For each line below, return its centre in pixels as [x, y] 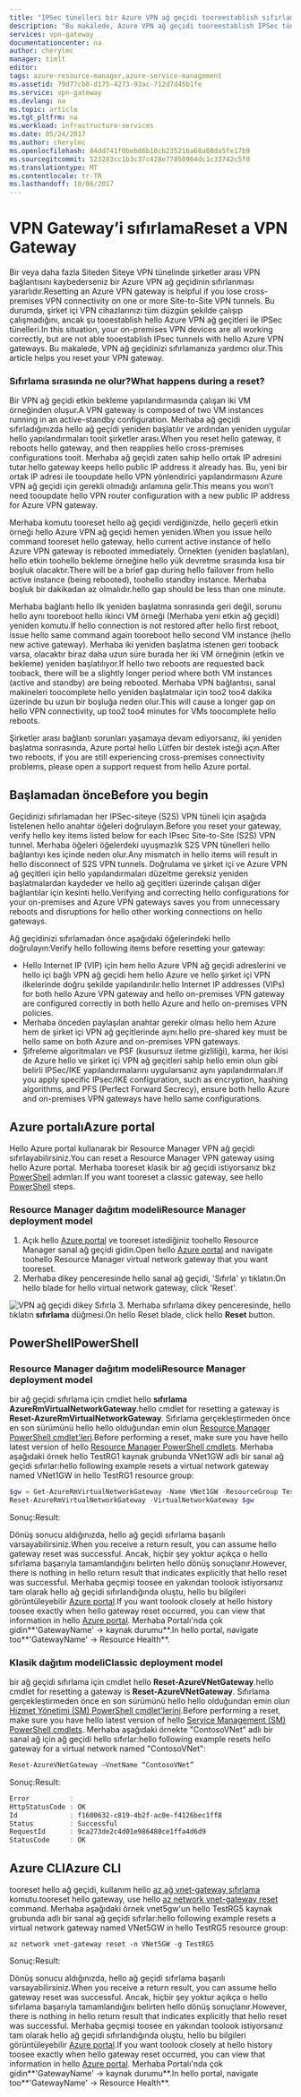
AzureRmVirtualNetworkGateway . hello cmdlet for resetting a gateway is [145, 1408]
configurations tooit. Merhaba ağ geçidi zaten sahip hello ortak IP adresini [146, 458]
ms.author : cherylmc [48, 142]
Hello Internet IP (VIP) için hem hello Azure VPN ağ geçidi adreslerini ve [154, 966]
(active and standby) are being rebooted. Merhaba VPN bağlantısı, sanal [142, 683]
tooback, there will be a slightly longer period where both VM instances [141, 674]
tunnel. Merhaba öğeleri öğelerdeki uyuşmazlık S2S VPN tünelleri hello [140, 845]
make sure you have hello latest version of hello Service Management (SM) [148, 1720]
